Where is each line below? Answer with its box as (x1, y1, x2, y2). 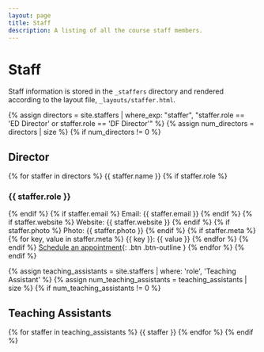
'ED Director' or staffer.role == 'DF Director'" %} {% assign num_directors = (8, 119, 255, 128)
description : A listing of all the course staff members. (8, 26, 203, 34)
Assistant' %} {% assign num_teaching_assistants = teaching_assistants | (8, 275, 247, 285)
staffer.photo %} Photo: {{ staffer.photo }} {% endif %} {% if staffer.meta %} (8, 226, 257, 235)
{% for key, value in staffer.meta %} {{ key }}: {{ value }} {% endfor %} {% (8, 235, 249, 244)
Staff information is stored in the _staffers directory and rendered (8, 86, 224, 96)
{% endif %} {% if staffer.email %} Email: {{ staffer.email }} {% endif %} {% (8, 209, 253, 219)
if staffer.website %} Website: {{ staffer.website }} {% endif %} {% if (8, 217, 231, 227)
